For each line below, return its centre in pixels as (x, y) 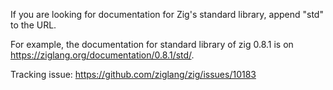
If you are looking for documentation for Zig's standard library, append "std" (167, 14)
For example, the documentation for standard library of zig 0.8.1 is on (152, 44)
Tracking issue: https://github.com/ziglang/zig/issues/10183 (133, 74)
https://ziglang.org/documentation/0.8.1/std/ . (102, 55)
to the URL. (33, 25)
